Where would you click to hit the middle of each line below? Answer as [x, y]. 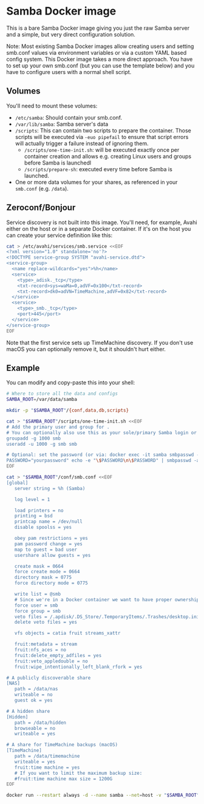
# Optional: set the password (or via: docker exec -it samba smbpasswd [100, 455]
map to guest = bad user [46, 550]
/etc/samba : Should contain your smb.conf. [69, 117]
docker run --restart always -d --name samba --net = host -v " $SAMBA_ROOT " [103, 795]
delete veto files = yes [46, 622]
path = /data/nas [36, 689]
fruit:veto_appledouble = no [51, 661]
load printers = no [39, 510]
